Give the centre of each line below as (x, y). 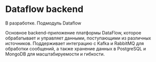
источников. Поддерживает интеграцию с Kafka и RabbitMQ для (75, 43)
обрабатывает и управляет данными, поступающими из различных (78, 38)
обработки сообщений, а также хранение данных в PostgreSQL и (76, 48)
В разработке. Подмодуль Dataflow (43, 23)
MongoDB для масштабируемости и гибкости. (55, 54)
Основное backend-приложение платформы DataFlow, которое (73, 32)
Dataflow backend (44, 9)
